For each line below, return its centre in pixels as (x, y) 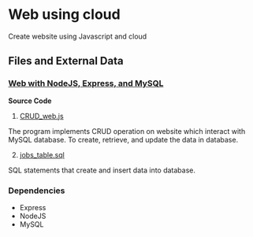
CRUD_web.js (42, 116)
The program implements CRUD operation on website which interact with (127, 131)
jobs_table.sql (42, 154)
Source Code (30, 101)
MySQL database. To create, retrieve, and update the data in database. (123, 139)
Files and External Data (66, 61)
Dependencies (37, 191)
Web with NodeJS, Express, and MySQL (86, 83)
